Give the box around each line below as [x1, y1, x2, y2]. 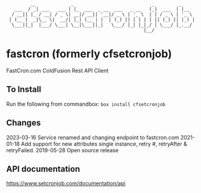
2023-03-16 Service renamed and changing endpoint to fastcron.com [6, 133, 179, 141]
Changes [6, 118, 41, 128]
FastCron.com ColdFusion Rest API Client [6, 67, 109, 74]
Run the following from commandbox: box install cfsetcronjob [6, 100, 165, 108]
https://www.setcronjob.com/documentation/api [6, 180, 126, 187]
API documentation [6, 164, 80, 174]
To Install [6, 84, 42, 94]
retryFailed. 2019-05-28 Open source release [6, 146, 119, 154]
